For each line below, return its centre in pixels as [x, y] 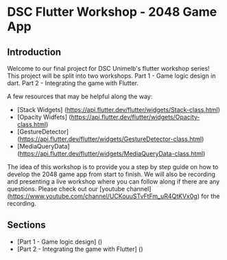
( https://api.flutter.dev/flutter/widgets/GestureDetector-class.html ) [110, 139]
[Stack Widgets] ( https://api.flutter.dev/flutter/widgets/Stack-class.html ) [119, 110]
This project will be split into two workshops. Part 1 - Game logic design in [111, 76]
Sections [26, 225]
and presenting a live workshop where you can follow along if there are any [113, 182]
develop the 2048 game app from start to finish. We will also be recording [111, 174]
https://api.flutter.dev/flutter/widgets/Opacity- [135, 117]
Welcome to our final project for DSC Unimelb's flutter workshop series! [109, 68]
